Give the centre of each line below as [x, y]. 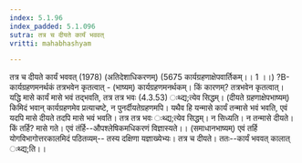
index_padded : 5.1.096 [52, 26]
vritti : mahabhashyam [51, 43]
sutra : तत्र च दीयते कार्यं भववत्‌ [57, 35]
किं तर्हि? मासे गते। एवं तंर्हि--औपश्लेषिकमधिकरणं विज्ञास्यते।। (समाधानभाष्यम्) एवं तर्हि [134, 128]
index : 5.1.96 [36, 18]
